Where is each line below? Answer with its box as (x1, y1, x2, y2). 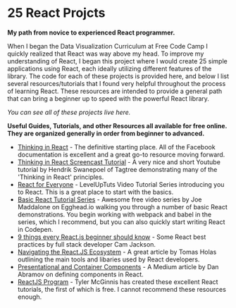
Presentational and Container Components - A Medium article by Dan (17, 262, 219, 271)
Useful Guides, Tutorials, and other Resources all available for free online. (7, 121, 228, 130)
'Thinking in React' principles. (17, 173, 104, 181)
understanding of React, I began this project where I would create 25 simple (7, 56, 228, 65)
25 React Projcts (7, 5, 106, 21)
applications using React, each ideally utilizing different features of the (7, 64, 212, 73)
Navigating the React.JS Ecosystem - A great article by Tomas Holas (17, 247, 217, 256)
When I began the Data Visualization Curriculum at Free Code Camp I (7, 42, 208, 50)
